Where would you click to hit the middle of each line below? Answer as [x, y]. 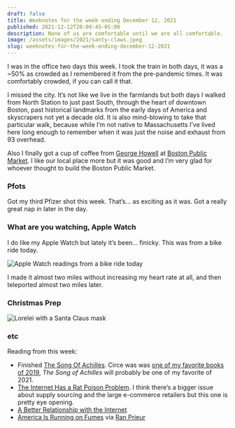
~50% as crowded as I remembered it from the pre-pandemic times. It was [115, 74]
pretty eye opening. [46, 402]
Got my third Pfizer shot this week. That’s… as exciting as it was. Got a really [117, 201]
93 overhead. [27, 140]
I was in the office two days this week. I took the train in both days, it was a [115, 66]
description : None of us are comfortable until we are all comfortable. [115, 33]
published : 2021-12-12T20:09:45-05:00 [64, 27]
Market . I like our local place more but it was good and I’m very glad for [110, 161]
